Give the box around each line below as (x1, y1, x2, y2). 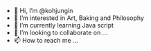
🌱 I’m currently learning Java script (13, 21, 114, 29)
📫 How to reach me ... (13, 37, 78, 44)
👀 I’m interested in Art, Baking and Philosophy (13, 14, 144, 22)
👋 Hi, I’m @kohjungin (13, 7, 73, 14)
